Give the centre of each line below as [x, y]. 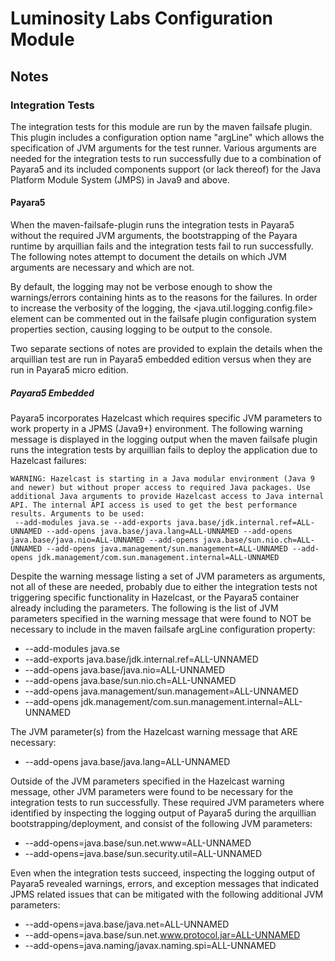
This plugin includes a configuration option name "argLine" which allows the [167, 137]
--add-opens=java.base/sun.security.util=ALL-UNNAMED [143, 854]
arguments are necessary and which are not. [102, 268]
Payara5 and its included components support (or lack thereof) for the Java [166, 169]
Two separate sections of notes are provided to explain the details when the [166, 349]
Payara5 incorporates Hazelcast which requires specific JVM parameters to [166, 418]
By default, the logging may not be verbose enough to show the [141, 287]
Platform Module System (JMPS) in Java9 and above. [120, 179]
